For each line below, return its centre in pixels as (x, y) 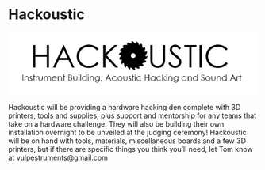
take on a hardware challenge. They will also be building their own (116, 123)
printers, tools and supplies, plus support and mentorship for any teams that (132, 115)
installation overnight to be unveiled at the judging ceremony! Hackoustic (128, 132)
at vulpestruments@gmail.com (58, 157)
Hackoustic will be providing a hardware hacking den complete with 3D (125, 107)
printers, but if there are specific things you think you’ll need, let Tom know (131, 149)
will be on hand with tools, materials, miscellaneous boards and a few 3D (127, 141)
